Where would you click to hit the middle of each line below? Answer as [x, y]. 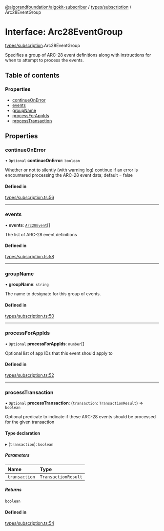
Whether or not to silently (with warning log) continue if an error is [72, 170]
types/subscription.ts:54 [30, 523]
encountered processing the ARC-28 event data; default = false [69, 175]
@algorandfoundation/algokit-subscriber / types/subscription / [68, 7]
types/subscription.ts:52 [30, 375]
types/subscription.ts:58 [30, 257]
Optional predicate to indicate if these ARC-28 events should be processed [81, 417]
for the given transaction [30, 422]
